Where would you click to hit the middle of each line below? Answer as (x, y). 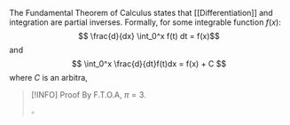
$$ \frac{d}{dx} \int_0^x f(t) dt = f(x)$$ (149, 36)
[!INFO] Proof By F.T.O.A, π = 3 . (88, 95)
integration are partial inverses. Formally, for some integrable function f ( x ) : (145, 22)
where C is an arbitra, (49, 78)
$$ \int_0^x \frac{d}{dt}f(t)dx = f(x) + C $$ (149, 64)
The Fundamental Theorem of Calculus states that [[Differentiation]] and (141, 13)
